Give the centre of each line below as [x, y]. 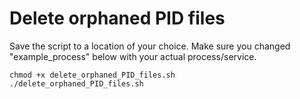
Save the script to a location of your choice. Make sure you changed [150, 46]
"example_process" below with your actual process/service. [133, 56]
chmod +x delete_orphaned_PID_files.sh [92, 75]
